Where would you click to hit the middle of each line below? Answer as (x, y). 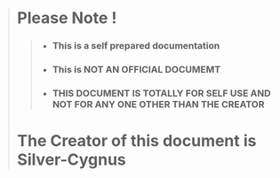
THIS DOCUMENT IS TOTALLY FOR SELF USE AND (162, 93)
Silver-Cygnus (71, 160)
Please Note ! (67, 18)
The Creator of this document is (136, 141)
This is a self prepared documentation (136, 46)
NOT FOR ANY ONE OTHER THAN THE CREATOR (158, 104)
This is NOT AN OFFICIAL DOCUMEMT (136, 70)
